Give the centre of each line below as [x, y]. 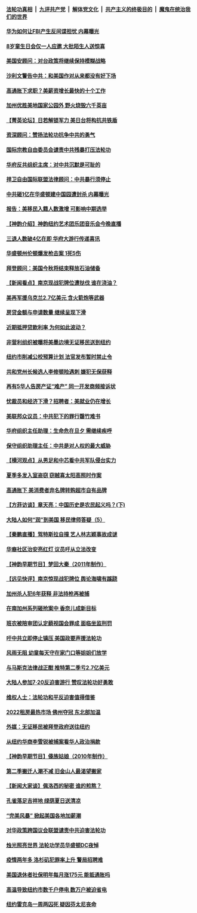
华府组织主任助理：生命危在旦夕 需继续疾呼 [59, 431]
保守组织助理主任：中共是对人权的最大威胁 [59, 445]
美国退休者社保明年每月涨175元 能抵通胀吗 [58, 875]
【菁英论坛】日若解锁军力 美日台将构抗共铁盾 [62, 120]
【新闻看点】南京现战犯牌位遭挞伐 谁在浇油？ [62, 283]
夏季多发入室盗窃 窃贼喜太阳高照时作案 [54, 475]
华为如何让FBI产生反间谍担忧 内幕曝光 [53, 31]
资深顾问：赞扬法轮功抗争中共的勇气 [51, 135]
